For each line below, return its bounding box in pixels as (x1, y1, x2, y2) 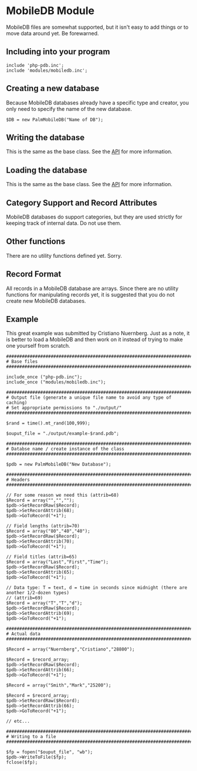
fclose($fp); (6, 759, 38, 766)
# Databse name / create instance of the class (6, 446, 125, 452)
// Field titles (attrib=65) (6, 554, 77, 560)
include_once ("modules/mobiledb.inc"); (6, 379, 107, 385)
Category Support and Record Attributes (6, 198, 157, 208)
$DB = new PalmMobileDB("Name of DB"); (6, 116, 104, 123)
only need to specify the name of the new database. (6, 105, 132, 112)
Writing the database (6, 132, 85, 142)
